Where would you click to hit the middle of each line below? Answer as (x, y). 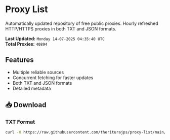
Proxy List (27, 9)
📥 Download (26, 105)
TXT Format (20, 122)
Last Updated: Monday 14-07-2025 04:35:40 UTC (55, 39)
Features (19, 60)
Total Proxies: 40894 (26, 44)
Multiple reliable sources (38, 72)
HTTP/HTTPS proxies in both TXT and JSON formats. (61, 28)
